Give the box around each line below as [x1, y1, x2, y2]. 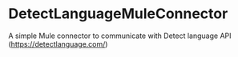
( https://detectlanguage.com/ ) [8, 39, 108, 48]
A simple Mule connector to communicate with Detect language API [8, 31, 232, 40]
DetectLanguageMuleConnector [8, 5, 228, 23]
